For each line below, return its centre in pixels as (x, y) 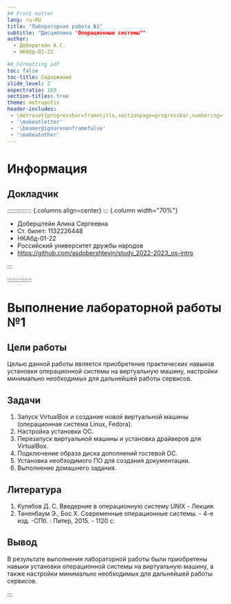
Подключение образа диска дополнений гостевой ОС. (97, 453)
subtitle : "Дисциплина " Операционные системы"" (77, 33)
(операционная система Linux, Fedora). (75, 424)
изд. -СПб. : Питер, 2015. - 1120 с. (66, 521)
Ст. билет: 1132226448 (50, 231)
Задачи (24, 400)
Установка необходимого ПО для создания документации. (103, 461)
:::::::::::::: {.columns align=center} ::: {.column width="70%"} (92, 211)
